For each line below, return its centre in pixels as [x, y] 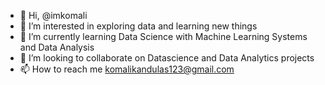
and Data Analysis [57, 47]
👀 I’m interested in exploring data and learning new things [138, 26]
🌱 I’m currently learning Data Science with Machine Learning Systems [163, 36]
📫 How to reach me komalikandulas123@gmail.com [127, 69]
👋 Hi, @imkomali [53, 15]
